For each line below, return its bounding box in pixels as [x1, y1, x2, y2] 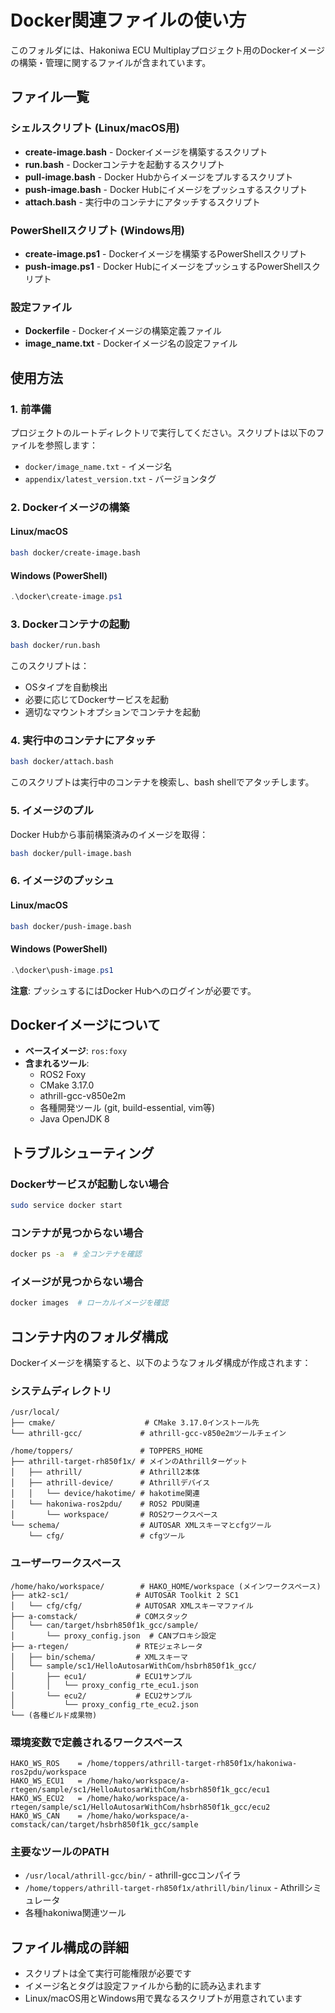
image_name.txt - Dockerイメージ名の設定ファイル [24, 337, 238, 350]
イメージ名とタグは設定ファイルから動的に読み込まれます [24, 1980, 262, 1992]
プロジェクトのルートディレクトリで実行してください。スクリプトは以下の [10, 426, 317, 438]
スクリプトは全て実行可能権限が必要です [24, 1967, 192, 1980]
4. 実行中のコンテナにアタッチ [10, 734, 157, 748]
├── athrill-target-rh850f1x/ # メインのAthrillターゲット [10, 1457, 248, 1467]
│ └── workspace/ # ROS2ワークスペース [10, 1510, 219, 1520]
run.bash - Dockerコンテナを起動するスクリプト [24, 158, 225, 170]
